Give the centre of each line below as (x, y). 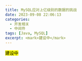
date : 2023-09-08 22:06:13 (33, 15)
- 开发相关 (19, 24)
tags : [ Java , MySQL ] (27, 33)
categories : (17, 19)
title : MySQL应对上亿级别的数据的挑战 (41, 10)
